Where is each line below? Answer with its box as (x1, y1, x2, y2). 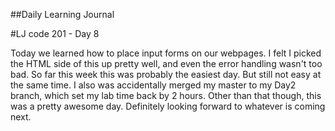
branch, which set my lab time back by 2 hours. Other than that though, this (10, 90, 322, 101)
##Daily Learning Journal (10, 9, 115, 20)
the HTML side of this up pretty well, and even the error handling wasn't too (10, 58, 323, 69)
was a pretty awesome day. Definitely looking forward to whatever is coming (10, 100, 326, 112)
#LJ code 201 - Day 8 (10, 28, 100, 39)
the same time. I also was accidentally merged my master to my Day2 (10, 79, 297, 91)
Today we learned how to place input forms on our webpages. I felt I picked (10, 47, 322, 59)
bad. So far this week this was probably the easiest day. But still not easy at (10, 69, 322, 80)
